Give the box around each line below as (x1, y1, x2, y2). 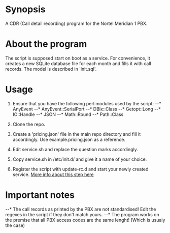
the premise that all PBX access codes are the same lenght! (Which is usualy (5, 217, 165, 223)
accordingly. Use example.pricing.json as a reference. (12, 136, 126, 142)
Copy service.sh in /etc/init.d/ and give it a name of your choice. (12, 156, 147, 162)
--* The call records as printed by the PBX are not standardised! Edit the (5, 206, 156, 212)
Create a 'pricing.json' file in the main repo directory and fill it (12, 131, 141, 137)
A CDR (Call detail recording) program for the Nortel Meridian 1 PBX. (5, 20, 148, 26)
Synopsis (5, 4, 46, 15)
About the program (5, 38, 87, 50)
